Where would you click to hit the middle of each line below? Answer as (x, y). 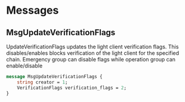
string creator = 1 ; (42, 82)
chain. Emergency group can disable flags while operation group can (91, 59)
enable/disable (24, 66)
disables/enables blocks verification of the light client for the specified (93, 53)
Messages (33, 10)
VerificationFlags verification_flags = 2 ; (72, 88)
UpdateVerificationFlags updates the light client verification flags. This (92, 47)
